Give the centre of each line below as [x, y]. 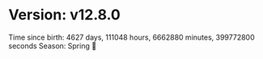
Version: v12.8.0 [65, 15]
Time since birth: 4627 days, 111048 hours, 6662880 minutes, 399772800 [131, 37]
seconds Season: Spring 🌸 [53, 45]
